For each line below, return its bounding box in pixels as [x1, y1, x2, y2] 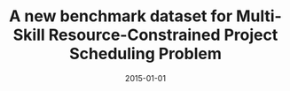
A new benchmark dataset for [9, 6, 233, 27]
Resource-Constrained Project [48, 25, 278, 45]
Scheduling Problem [68, 44, 223, 64]
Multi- [235, 6, 282, 27]
